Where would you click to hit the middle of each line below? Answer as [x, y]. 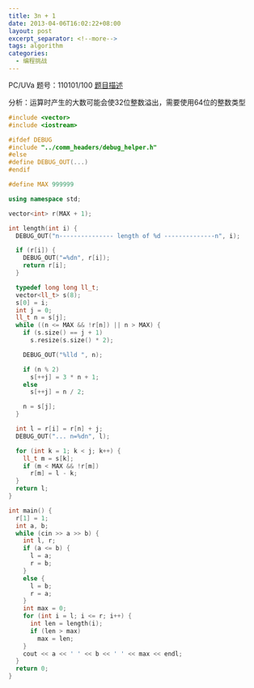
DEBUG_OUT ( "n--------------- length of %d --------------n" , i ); [128, 236]
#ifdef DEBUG [30, 140]
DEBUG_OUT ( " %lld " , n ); [63, 355]
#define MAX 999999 [41, 185]
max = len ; [56, 639]
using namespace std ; [45, 199]
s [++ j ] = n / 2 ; [57, 392]
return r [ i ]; [45, 265]
